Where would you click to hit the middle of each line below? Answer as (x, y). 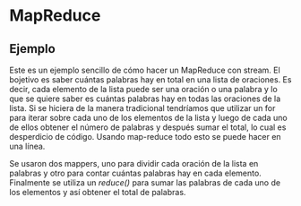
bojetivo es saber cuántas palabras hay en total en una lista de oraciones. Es (150, 80)
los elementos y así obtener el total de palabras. (98, 192)
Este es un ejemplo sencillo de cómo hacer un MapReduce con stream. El (145, 70)
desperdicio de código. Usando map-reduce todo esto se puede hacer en (145, 137)
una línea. (27, 146)
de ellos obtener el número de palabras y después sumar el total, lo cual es (148, 127)
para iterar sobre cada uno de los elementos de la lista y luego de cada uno (149, 118)
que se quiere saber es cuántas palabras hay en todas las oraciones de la (145, 99)
